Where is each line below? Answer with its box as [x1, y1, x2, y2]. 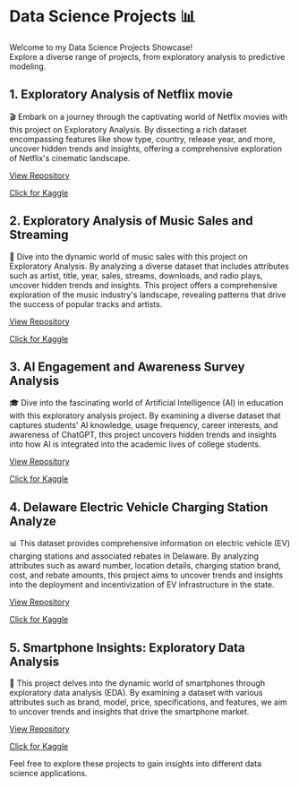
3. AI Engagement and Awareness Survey [9, 359, 245, 374]
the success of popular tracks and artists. [9, 298, 163, 309]
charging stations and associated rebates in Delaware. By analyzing [9, 551, 260, 561]
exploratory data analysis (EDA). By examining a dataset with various [9, 688, 263, 697]
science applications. [9, 768, 88, 778]
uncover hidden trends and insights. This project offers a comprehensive [9, 279, 278, 290]
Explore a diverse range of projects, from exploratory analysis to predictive [9, 51, 286, 62]
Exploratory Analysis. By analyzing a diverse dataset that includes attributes [9, 261, 289, 271]
